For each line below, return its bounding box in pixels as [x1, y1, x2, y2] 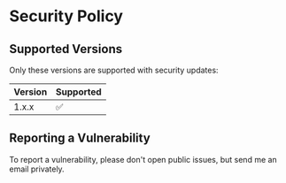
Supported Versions [9, 42, 122, 57]
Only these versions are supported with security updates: [9, 65, 219, 75]
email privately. [9, 164, 65, 174]
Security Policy [9, 6, 124, 27]
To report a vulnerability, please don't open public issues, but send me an [9, 154, 277, 164]
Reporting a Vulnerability [9, 131, 151, 146]
